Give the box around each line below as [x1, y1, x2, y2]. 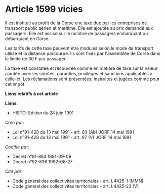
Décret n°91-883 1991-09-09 [12, 153, 72, 159]
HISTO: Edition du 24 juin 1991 [12, 110, 74, 116]
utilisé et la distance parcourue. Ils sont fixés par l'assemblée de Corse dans [5, 50, 161, 56]
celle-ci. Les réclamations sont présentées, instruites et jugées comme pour [5, 76, 160, 82]
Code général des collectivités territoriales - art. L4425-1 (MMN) [12, 178, 144, 184]
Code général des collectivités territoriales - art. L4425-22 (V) [12, 183, 139, 189]
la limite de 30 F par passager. [5, 55, 67, 61]
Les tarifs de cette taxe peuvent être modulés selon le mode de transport [5, 45, 154, 51]
